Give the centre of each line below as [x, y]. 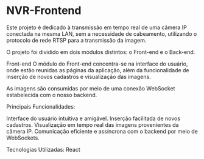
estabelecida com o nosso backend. [52, 95]
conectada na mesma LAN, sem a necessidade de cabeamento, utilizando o [102, 33]
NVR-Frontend [44, 11]
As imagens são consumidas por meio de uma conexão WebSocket [91, 88]
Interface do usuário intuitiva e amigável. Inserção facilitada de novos [93, 118]
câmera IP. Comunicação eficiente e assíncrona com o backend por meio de [102, 131]
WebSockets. [23, 138]
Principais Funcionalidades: [41, 106]
